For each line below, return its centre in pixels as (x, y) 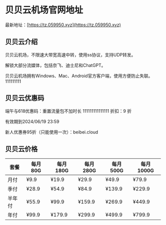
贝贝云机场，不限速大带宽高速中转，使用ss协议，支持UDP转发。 (70, 54)
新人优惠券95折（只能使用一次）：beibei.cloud (52, 132)
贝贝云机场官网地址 (44, 10)
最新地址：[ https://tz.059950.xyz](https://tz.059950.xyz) (63, 25)
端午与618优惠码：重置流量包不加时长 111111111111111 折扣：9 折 (68, 111)
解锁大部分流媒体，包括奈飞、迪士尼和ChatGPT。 (56, 65)
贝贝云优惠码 (25, 98)
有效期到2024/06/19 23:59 (32, 121)
